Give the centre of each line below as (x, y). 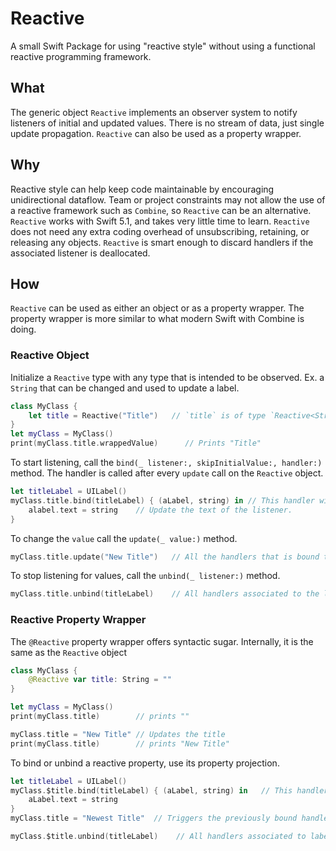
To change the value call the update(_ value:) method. (124, 538)
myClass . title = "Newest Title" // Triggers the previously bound (154, 818)
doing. (23, 329)
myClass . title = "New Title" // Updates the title (118, 734)
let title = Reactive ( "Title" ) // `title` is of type (147, 415)
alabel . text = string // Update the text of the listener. (160, 510)
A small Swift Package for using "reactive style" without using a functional (163, 46)
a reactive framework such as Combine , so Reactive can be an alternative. (161, 210)
